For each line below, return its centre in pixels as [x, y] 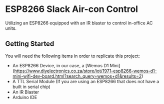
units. [11, 28]
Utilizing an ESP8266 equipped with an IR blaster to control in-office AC [79, 23]
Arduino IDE [25, 97]
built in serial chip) [31, 87]
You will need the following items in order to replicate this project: [72, 56]
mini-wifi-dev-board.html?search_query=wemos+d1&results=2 [77, 76]
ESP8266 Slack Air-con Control [72, 9]
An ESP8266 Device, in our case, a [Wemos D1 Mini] [66, 65]
